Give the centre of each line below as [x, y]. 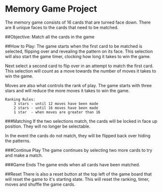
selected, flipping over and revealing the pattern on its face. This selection [79, 51]
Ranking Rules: [20, 99]
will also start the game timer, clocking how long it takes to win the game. [78, 56]
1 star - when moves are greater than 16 [57, 112]
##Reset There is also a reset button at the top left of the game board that [79, 174]
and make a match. [24, 155]
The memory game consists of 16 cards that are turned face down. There [78, 22]
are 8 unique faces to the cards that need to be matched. [62, 27]
